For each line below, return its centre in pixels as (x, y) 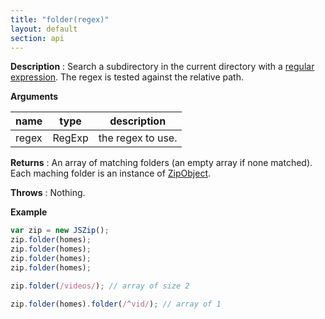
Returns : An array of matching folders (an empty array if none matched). (161, 163)
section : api (37, 38)
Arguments (34, 97)
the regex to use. (138, 138)
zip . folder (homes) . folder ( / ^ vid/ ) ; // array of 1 (116, 304)
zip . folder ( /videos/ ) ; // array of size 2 (100, 286)
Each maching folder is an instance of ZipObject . (111, 173)
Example (29, 212)
